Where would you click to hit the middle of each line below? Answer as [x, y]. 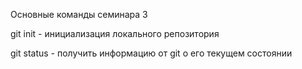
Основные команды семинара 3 [79, 14]
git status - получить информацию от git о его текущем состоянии [151, 53]
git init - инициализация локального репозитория [115, 33]
